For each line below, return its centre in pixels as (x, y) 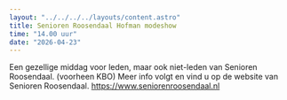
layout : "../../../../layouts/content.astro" (95, 17)
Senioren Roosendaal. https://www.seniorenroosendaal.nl (115, 86)
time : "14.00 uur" (43, 34)
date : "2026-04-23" (45, 42)
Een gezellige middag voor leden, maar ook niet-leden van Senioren (133, 67)
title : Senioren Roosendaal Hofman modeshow (93, 26)
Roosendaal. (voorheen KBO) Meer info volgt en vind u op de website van (144, 77)
